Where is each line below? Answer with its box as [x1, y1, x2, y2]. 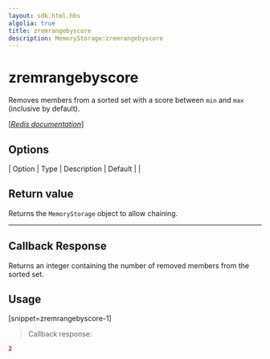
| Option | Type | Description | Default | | [8, 164, 141, 173]
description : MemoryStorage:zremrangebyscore [8, 34, 163, 43]
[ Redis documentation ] [8, 120, 84, 129]
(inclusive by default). [8, 104, 80, 113]
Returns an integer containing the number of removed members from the [8, 260, 250, 270]
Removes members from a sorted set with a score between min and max [8, 96, 244, 105]
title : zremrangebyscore [8, 27, 92, 35]
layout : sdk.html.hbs [8, 11, 81, 20]
